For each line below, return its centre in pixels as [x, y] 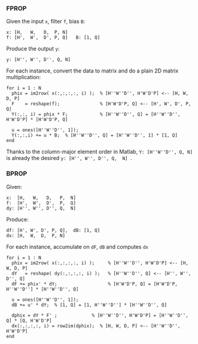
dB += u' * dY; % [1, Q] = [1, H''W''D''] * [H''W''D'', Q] [89, 305]
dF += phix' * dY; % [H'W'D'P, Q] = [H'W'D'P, [95, 284]
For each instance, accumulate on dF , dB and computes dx [77, 246]
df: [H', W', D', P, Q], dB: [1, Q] [53, 230]
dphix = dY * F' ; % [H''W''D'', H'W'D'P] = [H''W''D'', [100, 315]
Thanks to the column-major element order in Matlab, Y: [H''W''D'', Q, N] [100, 152]
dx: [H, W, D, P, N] [36, 236]
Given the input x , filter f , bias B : [46, 22]
